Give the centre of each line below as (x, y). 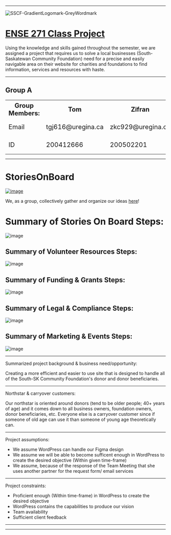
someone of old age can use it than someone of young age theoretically (81, 419)
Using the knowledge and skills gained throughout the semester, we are (80, 48)
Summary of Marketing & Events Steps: (69, 337)
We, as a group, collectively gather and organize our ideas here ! (72, 201)
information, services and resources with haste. (55, 69)
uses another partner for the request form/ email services (73, 471)
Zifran (140, 109)
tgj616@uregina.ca (75, 127)
